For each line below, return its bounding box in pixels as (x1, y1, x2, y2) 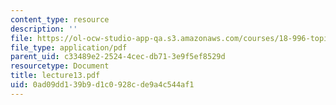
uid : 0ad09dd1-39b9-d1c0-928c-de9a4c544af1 (10, 80, 195, 90)
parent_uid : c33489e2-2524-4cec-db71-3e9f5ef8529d (10, 52, 226, 62)
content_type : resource (10, 14, 110, 25)
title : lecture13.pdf (10, 71, 101, 81)
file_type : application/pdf (10, 42, 128, 53)
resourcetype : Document (10, 61, 110, 71)
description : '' (10, 24, 78, 34)
